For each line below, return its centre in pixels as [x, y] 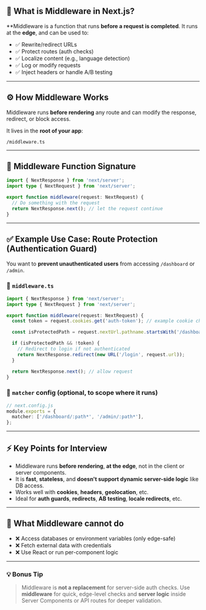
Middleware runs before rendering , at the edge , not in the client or [100, 466]
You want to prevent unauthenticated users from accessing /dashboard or [101, 264]
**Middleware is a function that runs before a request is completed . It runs [102, 26]
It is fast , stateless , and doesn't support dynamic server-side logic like [107, 479]
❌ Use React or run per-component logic [67, 552]
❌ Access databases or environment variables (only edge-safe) [95, 538]
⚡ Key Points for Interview [57, 448]
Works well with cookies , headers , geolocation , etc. [82, 492]
